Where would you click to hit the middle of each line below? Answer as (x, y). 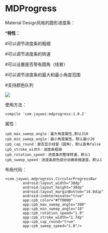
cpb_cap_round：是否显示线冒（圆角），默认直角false (53, 144)
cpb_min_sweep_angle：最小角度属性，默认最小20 (50, 139)
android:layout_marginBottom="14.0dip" (63, 191)
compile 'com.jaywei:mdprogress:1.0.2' (46, 114)
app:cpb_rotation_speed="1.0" (53, 213)
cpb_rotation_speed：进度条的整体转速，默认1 (48, 155)
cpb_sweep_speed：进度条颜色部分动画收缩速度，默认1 (54, 160)
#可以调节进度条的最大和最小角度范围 (43, 74)
